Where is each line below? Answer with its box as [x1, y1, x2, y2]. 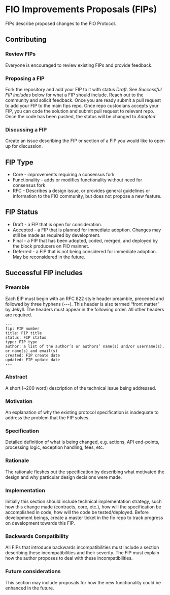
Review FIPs [5, 50, 36, 58]
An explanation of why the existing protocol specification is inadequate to [5, 409, 159, 416]
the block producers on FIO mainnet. [12, 243, 90, 249]
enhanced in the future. [5, 585, 54, 591]
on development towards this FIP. [5, 520, 75, 526]
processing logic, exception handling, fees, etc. [5, 444, 105, 450]
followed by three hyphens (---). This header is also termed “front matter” [5, 301, 160, 307]
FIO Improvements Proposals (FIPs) [5, 4, 157, 15]
